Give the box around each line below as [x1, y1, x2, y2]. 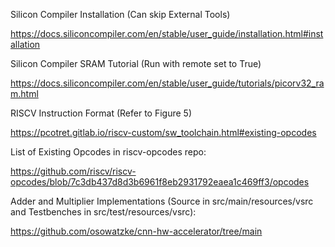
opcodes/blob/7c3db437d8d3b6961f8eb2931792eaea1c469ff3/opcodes [10, 176, 310, 188]
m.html [10, 88, 39, 99]
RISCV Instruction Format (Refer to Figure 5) [10, 107, 192, 119]
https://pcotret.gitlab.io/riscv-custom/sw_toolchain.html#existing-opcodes [10, 127, 317, 138]
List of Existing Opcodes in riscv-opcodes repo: [10, 146, 207, 158]
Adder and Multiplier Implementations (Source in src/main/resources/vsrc [10, 195, 314, 207]
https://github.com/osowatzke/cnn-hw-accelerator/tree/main [10, 225, 263, 237]
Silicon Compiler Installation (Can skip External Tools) [10, 9, 231, 20]
